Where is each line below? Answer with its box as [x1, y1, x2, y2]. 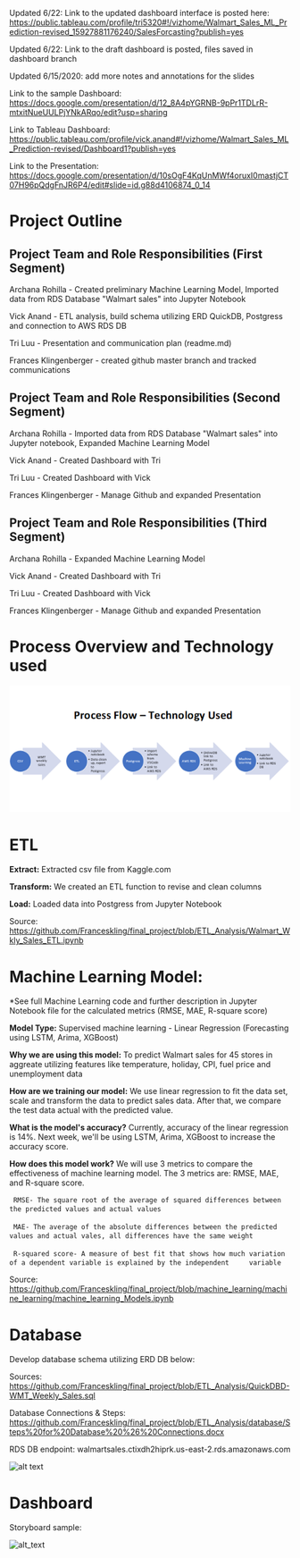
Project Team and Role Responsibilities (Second [9, 391, 281, 406]
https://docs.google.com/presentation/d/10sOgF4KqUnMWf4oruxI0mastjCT [9, 170, 289, 181]
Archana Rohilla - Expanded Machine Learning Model [9, 553, 205, 564]
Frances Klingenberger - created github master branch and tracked [9, 355, 257, 366]
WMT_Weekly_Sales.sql [9, 1390, 96, 1402]
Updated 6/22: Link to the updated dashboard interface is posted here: [9, 8, 270, 18]
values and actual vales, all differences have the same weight [9, 1232, 254, 1241]
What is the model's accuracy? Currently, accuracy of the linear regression [9, 1122, 288, 1133]
